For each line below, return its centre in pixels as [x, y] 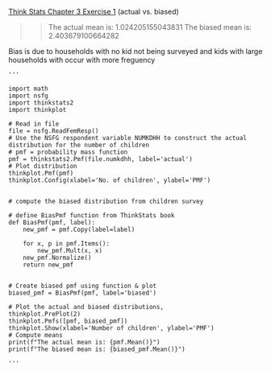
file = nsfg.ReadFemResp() [54, 131]
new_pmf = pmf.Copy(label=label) [79, 229]
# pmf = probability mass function [68, 152]
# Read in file [34, 124]
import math [28, 89]
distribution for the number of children [79, 145]
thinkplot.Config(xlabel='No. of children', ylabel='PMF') [110, 180]
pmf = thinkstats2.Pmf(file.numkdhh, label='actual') [101, 159]
